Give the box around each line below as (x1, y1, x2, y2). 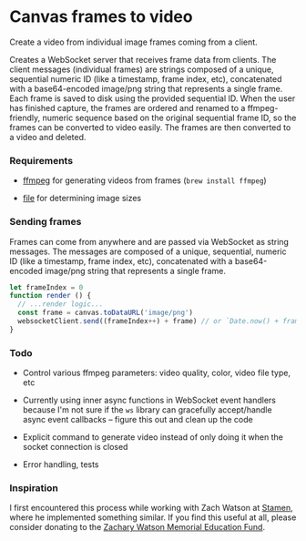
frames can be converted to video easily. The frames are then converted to (9, 121, 291, 133)
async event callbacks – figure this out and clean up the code (22, 414, 253, 425)
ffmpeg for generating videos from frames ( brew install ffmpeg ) (22, 175, 267, 186)
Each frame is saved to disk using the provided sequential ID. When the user (9, 93, 296, 104)
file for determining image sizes (22, 193, 142, 204)
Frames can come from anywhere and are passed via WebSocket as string (9, 236, 290, 247)
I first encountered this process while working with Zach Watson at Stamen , (9, 503, 293, 514)
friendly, (9, 112, 41, 123)
